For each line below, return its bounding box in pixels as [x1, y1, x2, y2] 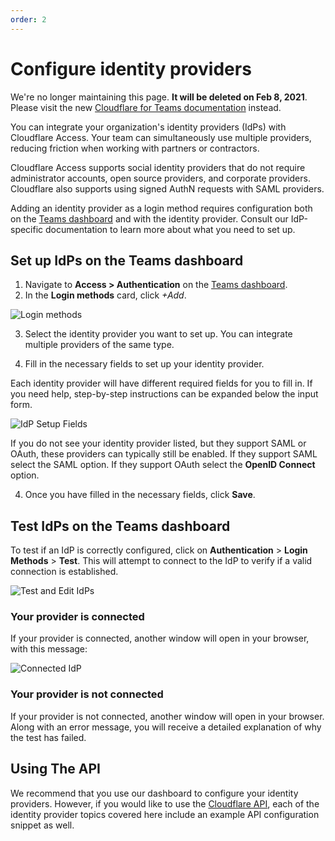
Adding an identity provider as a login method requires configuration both [10, 202, 313, 214]
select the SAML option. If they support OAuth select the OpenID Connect [10, 459, 316, 471]
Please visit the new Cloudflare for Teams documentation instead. [10, 101, 282, 113]
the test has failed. [10, 731, 87, 743]
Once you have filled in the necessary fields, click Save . [24, 489, 256, 501]
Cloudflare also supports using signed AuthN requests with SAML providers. [10, 182, 325, 195]
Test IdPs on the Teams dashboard [10, 517, 231, 535]
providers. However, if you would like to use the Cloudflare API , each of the [10, 797, 320, 810]
